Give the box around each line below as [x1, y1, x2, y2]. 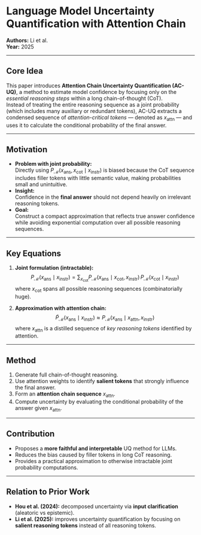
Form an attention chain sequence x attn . [14, 390, 115, 399]
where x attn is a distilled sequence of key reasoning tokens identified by [14, 324, 192, 333]
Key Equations [6, 248, 62, 259]
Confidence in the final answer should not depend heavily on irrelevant [14, 193, 191, 201]
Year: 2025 [6, 43, 34, 50]
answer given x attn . [14, 405, 62, 413]
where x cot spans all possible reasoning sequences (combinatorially [14, 285, 182, 294]
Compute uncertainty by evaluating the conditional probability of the [14, 398, 184, 405]
